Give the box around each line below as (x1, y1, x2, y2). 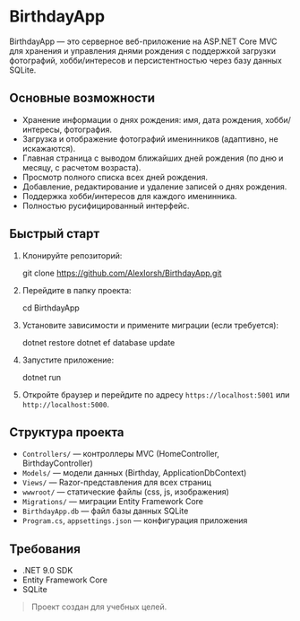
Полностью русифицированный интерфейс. (21, 200, 190, 211)
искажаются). (21, 143, 76, 153)
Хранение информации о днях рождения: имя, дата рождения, (21, 114, 264, 125)
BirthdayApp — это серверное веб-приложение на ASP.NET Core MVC (9, 36, 278, 47)
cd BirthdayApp (21, 302, 81, 313)
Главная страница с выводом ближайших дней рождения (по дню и (21, 153, 284, 163)
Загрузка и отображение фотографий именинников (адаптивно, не (21, 133, 279, 144)
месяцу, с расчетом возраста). (21, 162, 141, 172)
